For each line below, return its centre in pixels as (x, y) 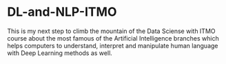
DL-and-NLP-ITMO (62, 12)
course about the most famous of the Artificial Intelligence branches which (113, 38)
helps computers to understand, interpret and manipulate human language (113, 45)
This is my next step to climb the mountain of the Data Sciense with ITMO (111, 31)
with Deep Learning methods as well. (60, 53)
